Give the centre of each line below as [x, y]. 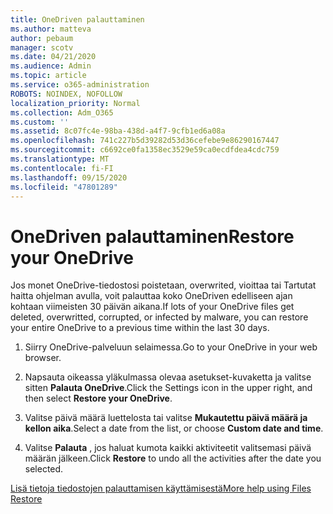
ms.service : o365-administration [80, 85]
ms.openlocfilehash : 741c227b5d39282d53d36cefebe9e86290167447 [145, 141]
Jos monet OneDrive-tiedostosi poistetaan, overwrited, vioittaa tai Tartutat [163, 285]
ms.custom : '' [40, 122]
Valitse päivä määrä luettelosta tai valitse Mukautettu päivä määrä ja [166, 418]
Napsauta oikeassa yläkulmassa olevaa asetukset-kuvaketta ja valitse [168, 377]
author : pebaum [42, 38]
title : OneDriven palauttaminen [77, 19]
